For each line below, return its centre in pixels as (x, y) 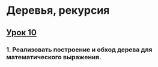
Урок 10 (22, 33)
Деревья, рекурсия (58, 10)
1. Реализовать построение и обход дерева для (79, 50)
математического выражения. (54, 57)
